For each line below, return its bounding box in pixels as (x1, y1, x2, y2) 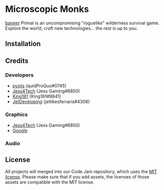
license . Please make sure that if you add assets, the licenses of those (5, 174, 150, 180)
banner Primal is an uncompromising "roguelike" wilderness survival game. (5, 20, 160, 26)
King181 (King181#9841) (12, 94, 61, 99)
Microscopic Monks (5, 3, 89, 15)
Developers (5, 71, 34, 78)
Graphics (5, 111, 28, 118)
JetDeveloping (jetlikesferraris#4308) (12, 98, 90, 105)
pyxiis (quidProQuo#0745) (12, 83, 67, 89)
